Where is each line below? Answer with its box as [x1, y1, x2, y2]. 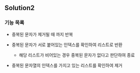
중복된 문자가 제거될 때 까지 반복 [11, 31, 73, 37]
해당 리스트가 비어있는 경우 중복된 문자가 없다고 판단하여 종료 [19, 52, 135, 58]
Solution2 [4, 4, 35, 12]
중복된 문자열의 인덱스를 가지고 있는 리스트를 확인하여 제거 [11, 62, 123, 68]
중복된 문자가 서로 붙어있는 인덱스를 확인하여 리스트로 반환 [11, 41, 123, 48]
